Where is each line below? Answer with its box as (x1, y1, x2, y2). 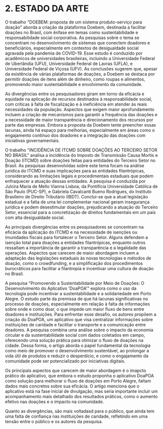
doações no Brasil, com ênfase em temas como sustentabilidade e (5, 29, 139, 35)
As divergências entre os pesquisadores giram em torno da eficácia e (5, 91, 145, 97)
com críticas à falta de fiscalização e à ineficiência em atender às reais (5, 101, 147, 107)
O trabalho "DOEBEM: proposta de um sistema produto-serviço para (5, 19, 143, 25)
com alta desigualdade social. (5, 214, 65, 220)
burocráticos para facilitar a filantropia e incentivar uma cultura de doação (5, 265, 154, 271)
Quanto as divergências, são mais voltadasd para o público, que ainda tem (5, 408, 155, 414)
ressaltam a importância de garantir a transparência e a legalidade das (5, 245, 146, 251)
